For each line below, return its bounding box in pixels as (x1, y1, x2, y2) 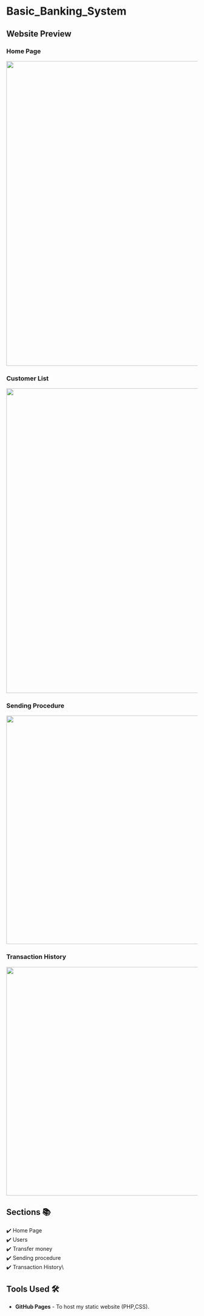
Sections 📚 (6, 1207, 51, 1217)
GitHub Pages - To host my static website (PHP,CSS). (15, 1303, 150, 1311)
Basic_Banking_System (6, 4, 127, 18)
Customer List (6, 374, 49, 382)
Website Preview (6, 29, 72, 39)
